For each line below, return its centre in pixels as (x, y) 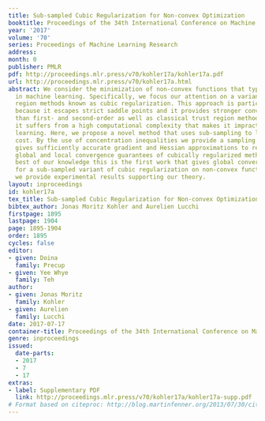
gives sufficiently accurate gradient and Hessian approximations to (132, 148)
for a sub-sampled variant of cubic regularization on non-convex (127, 170)
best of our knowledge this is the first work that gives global (125, 163)
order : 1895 (28, 236)
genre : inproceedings (44, 339)
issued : (21, 346)
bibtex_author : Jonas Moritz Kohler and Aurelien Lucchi (104, 206)
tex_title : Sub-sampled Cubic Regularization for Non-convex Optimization (134, 199)
